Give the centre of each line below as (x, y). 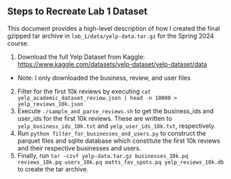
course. (18, 43)
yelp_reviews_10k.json (50, 104)
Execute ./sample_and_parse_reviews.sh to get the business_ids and (115, 110)
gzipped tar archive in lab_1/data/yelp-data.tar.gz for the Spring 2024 (111, 36)
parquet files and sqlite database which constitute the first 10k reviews (119, 141)
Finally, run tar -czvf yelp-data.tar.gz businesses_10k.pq (103, 155)
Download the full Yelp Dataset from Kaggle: (81, 57)
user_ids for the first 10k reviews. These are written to (95, 118)
